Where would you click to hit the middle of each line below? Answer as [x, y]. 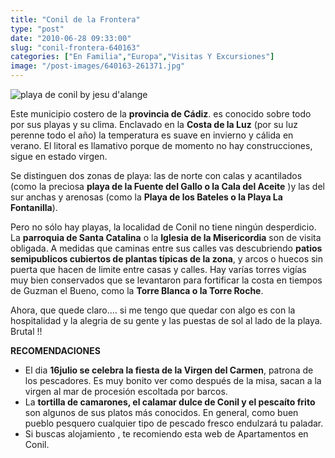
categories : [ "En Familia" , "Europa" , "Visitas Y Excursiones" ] [142, 57]
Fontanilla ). [34, 207]
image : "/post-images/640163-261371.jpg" [98, 66]
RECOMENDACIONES [55, 350]
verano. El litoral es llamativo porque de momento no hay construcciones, [161, 145]
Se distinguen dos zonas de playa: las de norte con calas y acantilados [156, 175]
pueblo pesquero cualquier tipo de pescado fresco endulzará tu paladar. [174, 423]
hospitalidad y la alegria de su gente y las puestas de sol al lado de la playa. [166, 320]
